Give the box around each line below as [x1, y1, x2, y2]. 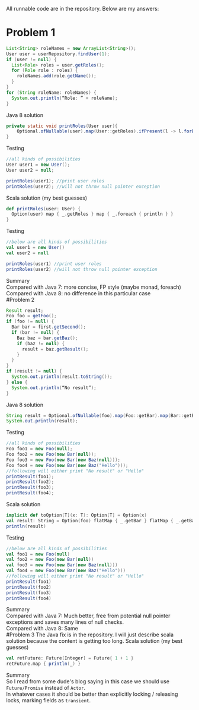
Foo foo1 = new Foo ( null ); [6, 446, 73, 452]
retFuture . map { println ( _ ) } [6, 661, 81, 667]
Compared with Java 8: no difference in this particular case [6, 289, 151, 296]
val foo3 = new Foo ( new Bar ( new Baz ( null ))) [6, 562, 118, 568]
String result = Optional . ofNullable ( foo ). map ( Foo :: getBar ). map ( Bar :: [6, 412, 184, 418]
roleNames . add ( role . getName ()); [17, 73, 97, 79]
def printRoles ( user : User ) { [6, 206, 81, 212]
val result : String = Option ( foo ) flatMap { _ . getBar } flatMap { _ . [6, 517, 182, 523]
